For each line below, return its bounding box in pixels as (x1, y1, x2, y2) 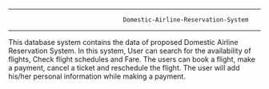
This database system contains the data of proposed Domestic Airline (8, 38, 239, 47)
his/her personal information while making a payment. (8, 71, 186, 81)
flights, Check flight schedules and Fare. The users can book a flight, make (8, 55, 256, 64)
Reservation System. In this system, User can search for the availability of (8, 46, 251, 55)
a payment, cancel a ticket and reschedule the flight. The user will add (8, 63, 240, 72)
